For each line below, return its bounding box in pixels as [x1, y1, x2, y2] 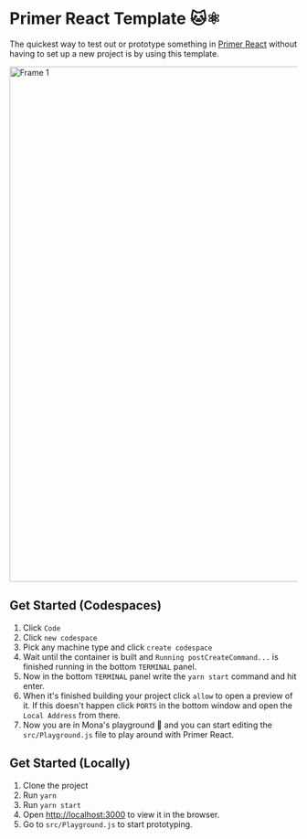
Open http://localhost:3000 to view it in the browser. [22, 809, 220, 820]
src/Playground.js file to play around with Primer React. [22, 728, 235, 739]
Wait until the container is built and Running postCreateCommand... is [22, 651, 279, 662]
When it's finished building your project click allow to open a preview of [22, 690, 293, 701]
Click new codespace [22, 632, 98, 643]
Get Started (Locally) [9, 756, 131, 771]
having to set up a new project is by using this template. [9, 48, 219, 58]
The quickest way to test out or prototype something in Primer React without [9, 38, 298, 49]
